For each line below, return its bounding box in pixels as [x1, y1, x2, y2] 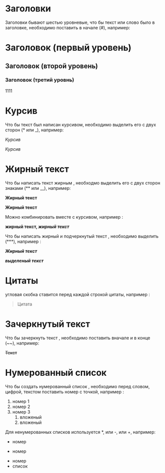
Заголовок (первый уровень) [5, 42, 132, 54]
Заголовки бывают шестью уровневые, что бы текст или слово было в [5, 19, 155, 25]
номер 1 [12, 398, 30, 404]
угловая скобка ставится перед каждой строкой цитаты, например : [5, 291, 150, 297]
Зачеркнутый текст [5, 318, 90, 330]
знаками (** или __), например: [5, 185, 71, 191]
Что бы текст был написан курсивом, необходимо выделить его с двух [5, 121, 156, 127]
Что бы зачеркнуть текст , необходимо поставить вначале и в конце [5, 335, 151, 341]
